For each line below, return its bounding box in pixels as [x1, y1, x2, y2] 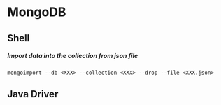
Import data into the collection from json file [7, 52, 138, 60]
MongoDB [7, 4, 66, 20]
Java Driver [7, 88, 59, 100]
